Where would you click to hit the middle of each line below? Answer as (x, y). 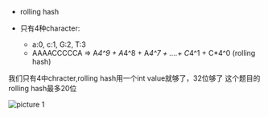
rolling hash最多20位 (43, 88)
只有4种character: (50, 28)
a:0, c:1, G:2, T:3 (59, 44)
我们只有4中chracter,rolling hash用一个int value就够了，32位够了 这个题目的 (134, 78)
